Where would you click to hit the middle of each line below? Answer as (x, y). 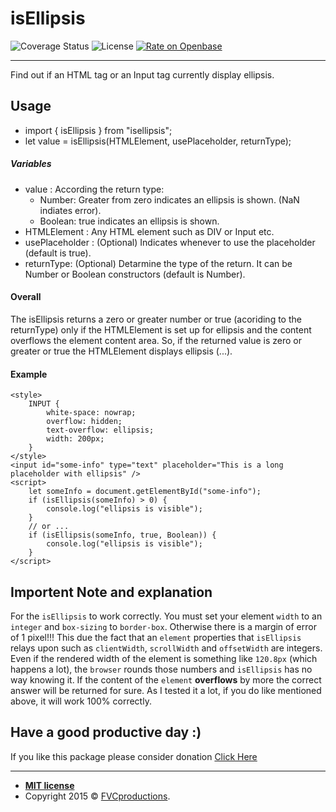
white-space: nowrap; (91, 413)
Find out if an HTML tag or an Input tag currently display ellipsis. (142, 74)
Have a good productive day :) (106, 732)
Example (29, 374)
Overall (26, 297)
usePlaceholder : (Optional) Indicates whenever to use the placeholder (170, 242)
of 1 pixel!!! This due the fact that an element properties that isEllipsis (156, 637)
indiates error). (70, 210)
